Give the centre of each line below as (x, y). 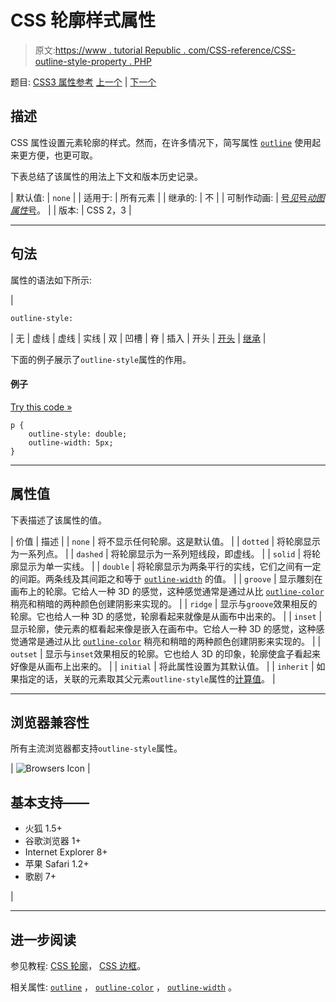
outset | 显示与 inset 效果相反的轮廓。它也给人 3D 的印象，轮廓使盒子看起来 (165, 653)
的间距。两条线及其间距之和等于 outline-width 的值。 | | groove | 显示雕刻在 (166, 578)
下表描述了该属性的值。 (58, 520)
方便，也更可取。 (62, 155)
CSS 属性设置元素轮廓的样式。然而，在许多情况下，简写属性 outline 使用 (161, 142)
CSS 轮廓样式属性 (83, 20)
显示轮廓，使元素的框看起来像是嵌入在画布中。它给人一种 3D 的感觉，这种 (163, 628)
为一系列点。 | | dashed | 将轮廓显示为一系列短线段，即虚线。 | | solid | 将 (161, 553)
